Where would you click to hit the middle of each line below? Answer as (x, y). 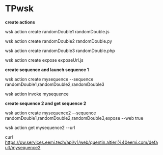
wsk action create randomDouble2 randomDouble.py (59, 41)
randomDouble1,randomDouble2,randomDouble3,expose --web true (74, 118)
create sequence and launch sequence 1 (47, 70)
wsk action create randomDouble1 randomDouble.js (57, 31)
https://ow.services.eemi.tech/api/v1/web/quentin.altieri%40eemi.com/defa (81, 142)
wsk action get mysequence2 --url (40, 128)
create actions (20, 22)
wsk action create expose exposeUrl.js (44, 60)
